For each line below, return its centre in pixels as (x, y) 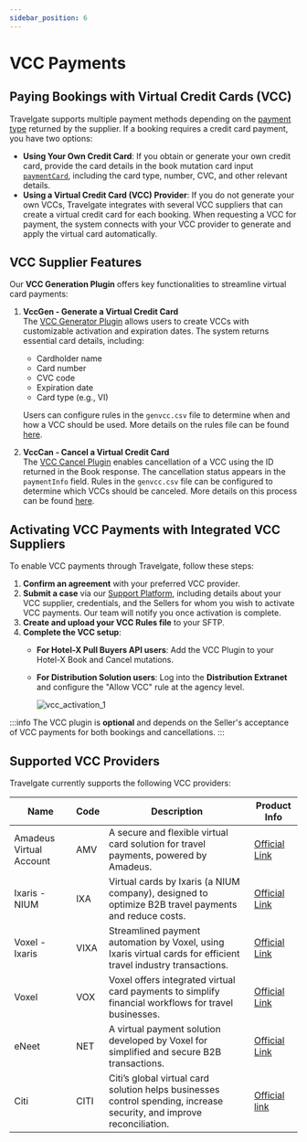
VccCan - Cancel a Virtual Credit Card (96, 453)
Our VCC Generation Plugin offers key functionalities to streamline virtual (148, 284)
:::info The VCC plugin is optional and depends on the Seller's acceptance (149, 722)
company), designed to (158, 893)
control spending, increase (166, 1101)
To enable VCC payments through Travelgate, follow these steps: (132, 566)
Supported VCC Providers (85, 761)
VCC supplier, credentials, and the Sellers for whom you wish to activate (159, 603)
